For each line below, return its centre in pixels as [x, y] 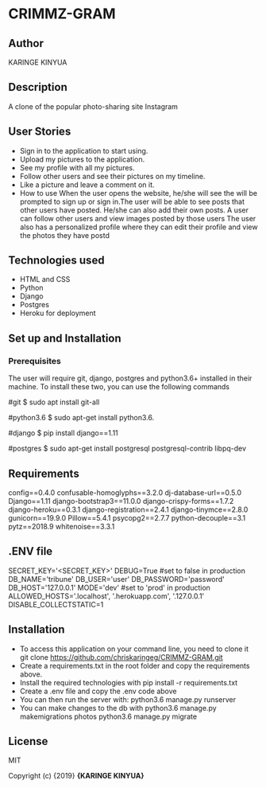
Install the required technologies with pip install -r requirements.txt [129, 682]
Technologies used [56, 261]
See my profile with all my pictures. [77, 167]
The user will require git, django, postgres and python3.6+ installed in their [130, 378]
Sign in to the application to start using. [84, 150]
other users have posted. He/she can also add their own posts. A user [134, 210]
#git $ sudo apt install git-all [54, 402]
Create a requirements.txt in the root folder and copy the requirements [135, 665]
